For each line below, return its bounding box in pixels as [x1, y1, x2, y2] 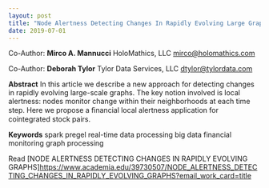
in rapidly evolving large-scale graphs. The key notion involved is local [8, 88, 240, 98]
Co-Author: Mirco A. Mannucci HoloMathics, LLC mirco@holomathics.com [8, 49, 255, 58]
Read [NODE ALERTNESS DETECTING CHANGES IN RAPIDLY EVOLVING [8, 154, 248, 164]
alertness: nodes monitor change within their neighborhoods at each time [8, 97, 251, 106]
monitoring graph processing [8, 138, 104, 148]
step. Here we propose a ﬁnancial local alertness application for [8, 106, 219, 115]
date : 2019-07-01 [8, 26, 66, 34]
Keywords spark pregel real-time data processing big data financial [8, 130, 232, 140]
